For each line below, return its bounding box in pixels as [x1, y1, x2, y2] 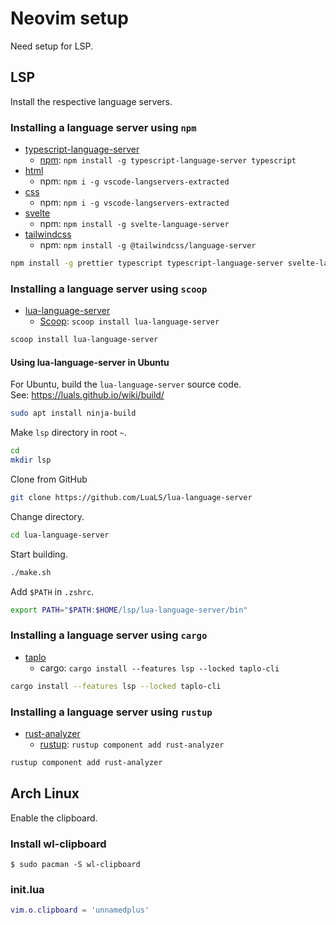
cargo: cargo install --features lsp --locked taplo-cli [39, 662, 280, 674]
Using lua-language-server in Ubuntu [10, 356, 170, 368]
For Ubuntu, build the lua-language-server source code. [10, 378, 242, 391]
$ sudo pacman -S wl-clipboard [10, 859, 141, 869]
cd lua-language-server [10, 530, 110, 540]
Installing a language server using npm [10, 120, 197, 134]
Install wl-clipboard [10, 837, 107, 851]
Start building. [10, 548, 68, 560]
